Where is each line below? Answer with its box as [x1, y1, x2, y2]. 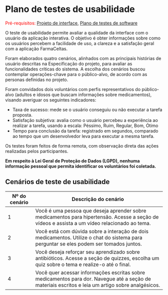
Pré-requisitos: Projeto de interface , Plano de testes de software [5, 20, 137, 26]
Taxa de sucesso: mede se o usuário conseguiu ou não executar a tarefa [12, 106, 162, 112]
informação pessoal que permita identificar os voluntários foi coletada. [5, 163, 156, 169]
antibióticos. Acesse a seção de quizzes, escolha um [35, 254, 159, 261]
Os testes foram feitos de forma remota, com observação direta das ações [5, 142, 159, 148]
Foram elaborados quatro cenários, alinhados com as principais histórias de [5, 55, 161, 61]
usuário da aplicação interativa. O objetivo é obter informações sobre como [5, 35, 161, 41]
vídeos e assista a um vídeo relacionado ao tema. [35, 219, 151, 226]
